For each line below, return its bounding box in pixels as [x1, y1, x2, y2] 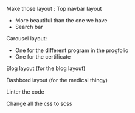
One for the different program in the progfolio [15, 47, 129, 54]
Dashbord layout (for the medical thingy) [6, 77, 108, 83]
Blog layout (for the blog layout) [6, 65, 86, 72]
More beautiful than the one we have [15, 17, 108, 24]
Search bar [15, 24, 44, 30]
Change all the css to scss [6, 100, 72, 107]
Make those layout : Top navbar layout [6, 5, 102, 12]
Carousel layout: [6, 35, 47, 42]
